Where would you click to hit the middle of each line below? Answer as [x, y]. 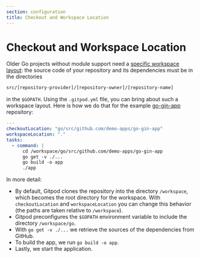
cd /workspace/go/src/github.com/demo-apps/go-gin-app [92, 151]
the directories [24, 77]
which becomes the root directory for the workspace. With [88, 198]
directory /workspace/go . [45, 223]
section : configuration [36, 12]
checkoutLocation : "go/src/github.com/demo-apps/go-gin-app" [85, 129]
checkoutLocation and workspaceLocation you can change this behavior [103, 204]
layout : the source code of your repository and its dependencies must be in [100, 71]
